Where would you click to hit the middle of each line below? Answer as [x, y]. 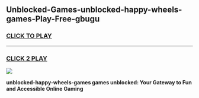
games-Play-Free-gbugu [53, 19]
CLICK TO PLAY [29, 36]
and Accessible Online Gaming [45, 88]
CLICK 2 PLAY [27, 58]
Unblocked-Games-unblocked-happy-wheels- [94, 10]
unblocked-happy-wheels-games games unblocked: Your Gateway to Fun [99, 82]
